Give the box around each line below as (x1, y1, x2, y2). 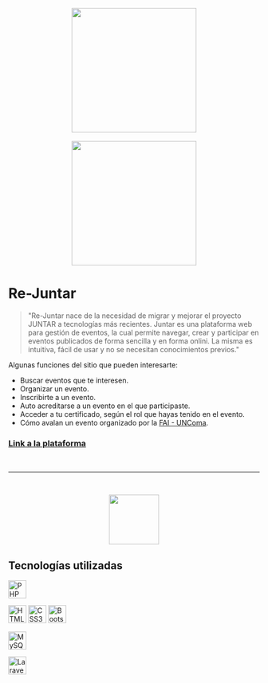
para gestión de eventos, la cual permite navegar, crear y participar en (27, 328, 259, 337)
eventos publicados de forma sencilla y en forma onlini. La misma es (27, 336, 253, 346)
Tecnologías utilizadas (8, 559, 123, 572)
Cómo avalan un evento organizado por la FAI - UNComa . (19, 418, 209, 427)
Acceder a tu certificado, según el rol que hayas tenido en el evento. (19, 409, 245, 418)
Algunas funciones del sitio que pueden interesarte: (8, 359, 178, 370)
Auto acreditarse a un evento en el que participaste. (19, 401, 191, 410)
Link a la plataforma (8, 438, 86, 449)
